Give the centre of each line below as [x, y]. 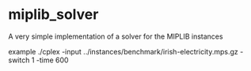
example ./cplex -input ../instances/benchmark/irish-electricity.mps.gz [124, 51]
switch [19, 60]
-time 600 [52, 60]
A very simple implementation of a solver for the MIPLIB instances [116, 36]
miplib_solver [53, 15]
